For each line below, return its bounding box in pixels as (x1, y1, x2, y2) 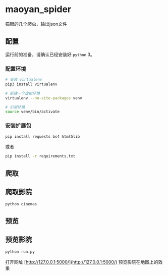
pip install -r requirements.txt (5, 154, 76, 159)
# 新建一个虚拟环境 (5, 91, 40, 96)
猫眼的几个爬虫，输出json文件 (5, 21, 67, 27)
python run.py (5, 249, 35, 254)
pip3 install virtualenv (5, 82, 58, 87)
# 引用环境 (5, 104, 25, 109)
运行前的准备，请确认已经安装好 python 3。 (5, 51, 95, 58)
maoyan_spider (5, 4, 72, 15)
